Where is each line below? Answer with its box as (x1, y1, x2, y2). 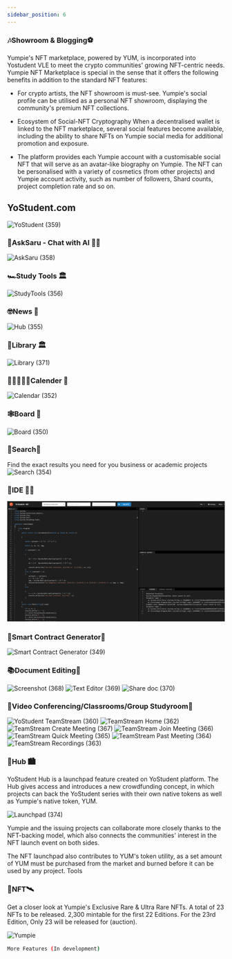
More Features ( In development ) (7, 945, 100, 952)
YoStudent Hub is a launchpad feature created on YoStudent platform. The (7, 775, 219, 783)
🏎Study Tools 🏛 (7, 271, 67, 280)
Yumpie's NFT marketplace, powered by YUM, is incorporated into (7, 53, 196, 62)
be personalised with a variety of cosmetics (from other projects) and (17, 167, 215, 176)
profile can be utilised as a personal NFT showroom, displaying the (17, 96, 208, 104)
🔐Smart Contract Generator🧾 (7, 632, 106, 642)
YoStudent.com (7, 202, 76, 214)
